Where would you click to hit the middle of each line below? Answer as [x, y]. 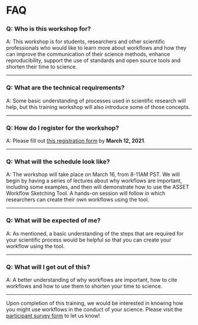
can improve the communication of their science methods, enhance [88, 54]
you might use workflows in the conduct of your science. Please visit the [94, 309]
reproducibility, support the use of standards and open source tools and [93, 60]
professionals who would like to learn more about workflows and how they [96, 48]
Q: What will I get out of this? [48, 267]
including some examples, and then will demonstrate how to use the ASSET [98, 187]
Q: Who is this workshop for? [49, 29]
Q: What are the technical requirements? [65, 88]
